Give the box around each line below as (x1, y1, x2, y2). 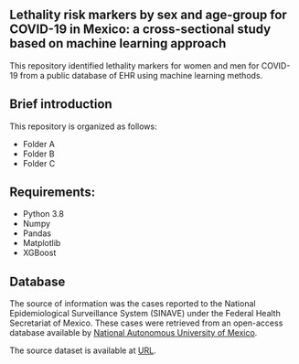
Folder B (22, 148, 55, 159)
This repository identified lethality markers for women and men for (9, 59, 260, 71)
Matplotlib (22, 238, 61, 249)
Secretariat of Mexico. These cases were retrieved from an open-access (9, 317, 283, 328)
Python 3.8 (22, 209, 64, 219)
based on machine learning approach (9, 36, 227, 51)
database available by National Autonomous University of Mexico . (9, 327, 258, 338)
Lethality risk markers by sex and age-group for (9, 7, 288, 23)
